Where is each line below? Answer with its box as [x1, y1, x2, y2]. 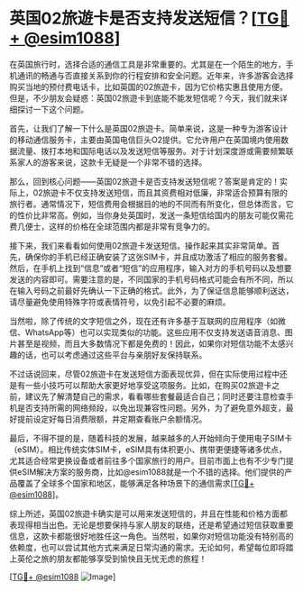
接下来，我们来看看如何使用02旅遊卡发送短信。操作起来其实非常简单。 [9, 240, 272, 250]
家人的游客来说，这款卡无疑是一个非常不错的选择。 [16, 157, 207, 168]
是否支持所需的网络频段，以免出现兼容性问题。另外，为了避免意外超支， [16, 402, 286, 413]
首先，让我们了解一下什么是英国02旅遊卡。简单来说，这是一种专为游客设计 [9, 123, 289, 133]
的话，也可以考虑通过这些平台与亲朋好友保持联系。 [16, 349, 207, 360]
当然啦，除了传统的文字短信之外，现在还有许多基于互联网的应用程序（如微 [9, 315, 286, 326]
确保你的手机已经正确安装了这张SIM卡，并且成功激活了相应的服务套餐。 [24, 251, 293, 262]
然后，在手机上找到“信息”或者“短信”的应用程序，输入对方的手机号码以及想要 [9, 262, 292, 273]
